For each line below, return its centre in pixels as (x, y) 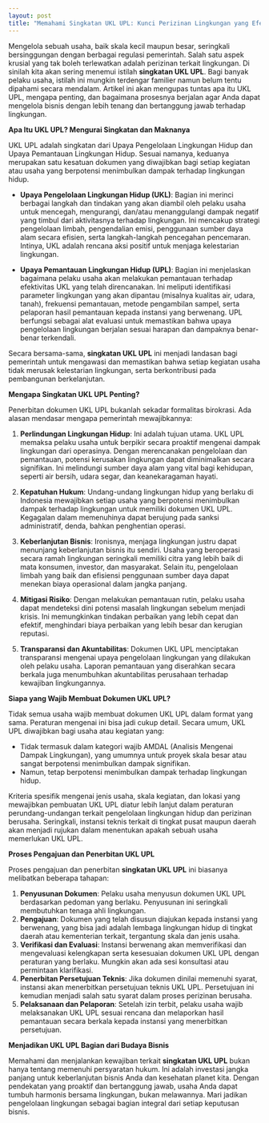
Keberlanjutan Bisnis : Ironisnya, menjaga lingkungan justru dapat (128, 541)
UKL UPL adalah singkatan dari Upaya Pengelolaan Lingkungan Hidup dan (131, 145)
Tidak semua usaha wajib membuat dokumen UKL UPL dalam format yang (131, 714)
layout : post (30, 16)
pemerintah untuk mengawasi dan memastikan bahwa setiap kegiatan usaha (134, 362)
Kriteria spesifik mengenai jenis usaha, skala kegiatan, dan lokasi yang (124, 796)
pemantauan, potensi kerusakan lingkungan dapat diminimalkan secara (137, 459)
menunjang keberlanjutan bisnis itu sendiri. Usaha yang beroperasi (130, 550)
